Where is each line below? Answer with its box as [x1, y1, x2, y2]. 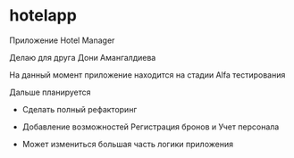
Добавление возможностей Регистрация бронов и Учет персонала [21, 121, 280, 132]
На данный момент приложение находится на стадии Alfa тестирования [9, 69, 286, 80]
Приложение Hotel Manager [9, 35, 115, 46]
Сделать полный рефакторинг [21, 104, 138, 114]
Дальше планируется [9, 87, 91, 97]
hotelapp [9, 5, 78, 26]
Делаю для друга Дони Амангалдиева [9, 52, 156, 62]
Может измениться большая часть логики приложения [21, 138, 234, 149]
